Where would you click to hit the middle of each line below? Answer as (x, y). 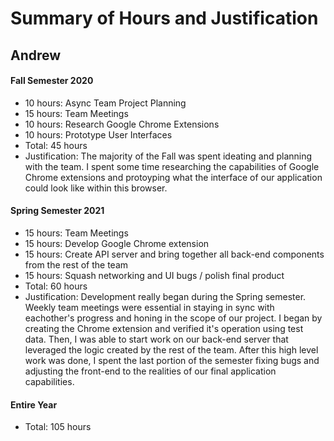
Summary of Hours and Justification (164, 18)
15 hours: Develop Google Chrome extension (117, 243)
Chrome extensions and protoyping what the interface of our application (173, 177)
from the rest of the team (76, 264)
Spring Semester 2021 (57, 211)
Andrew (36, 55)
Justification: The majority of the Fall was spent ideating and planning (168, 156)
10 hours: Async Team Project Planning (105, 103)
